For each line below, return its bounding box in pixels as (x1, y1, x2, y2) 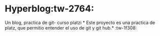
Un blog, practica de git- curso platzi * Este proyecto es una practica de (5, 19, 155, 25)
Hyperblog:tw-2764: (5, 3, 94, 14)
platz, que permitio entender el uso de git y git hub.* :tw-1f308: (5, 24, 137, 30)
